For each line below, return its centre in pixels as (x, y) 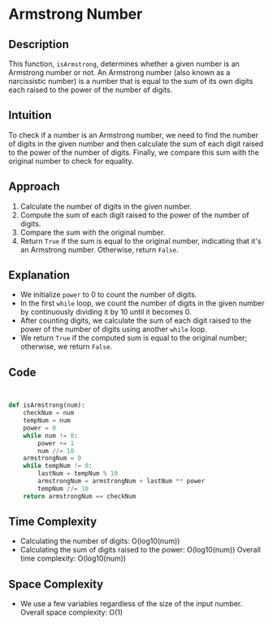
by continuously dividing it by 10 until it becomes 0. (106, 312)
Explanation (39, 275)
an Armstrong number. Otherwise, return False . (99, 249)
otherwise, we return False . (66, 346)
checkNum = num (49, 413)
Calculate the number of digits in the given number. (106, 206)
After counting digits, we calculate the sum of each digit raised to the (136, 321)
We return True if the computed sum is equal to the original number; (134, 338)
